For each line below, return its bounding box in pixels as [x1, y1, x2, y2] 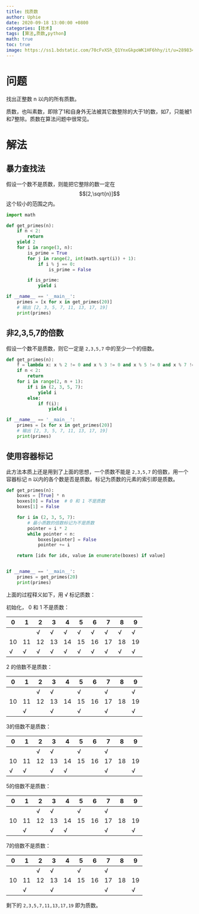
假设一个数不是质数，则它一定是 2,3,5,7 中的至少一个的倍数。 [6, 345, 158, 352]
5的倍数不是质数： [6, 782, 52, 790]
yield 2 [17, 239, 36, 245]
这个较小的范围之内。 [6, 200, 58, 207]
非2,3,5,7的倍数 [6, 328, 64, 338]
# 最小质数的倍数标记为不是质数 [27, 519, 95, 526]
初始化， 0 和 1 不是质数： [6, 604, 70, 611]
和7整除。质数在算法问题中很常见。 [6, 115, 92, 122]
